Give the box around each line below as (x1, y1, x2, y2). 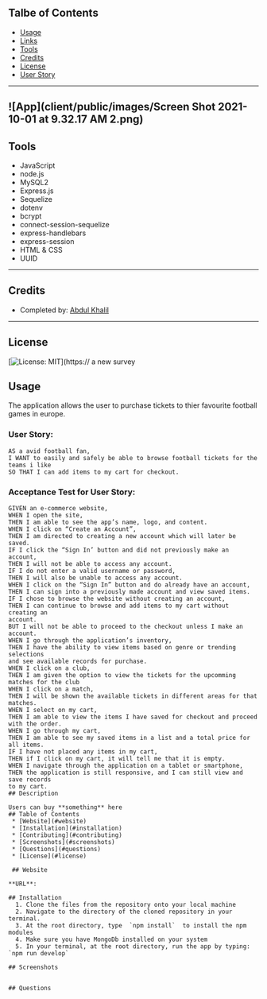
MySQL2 (19, 178, 49, 188)
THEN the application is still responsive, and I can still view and (8, 769, 244, 777)
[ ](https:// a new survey (8, 357, 136, 366)
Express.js (19, 186, 54, 196)
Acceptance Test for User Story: (8, 486, 136, 498)
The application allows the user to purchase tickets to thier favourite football (8, 401, 258, 410)
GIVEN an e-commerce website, (8, 505, 109, 513)
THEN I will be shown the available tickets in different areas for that (8, 692, 258, 700)
